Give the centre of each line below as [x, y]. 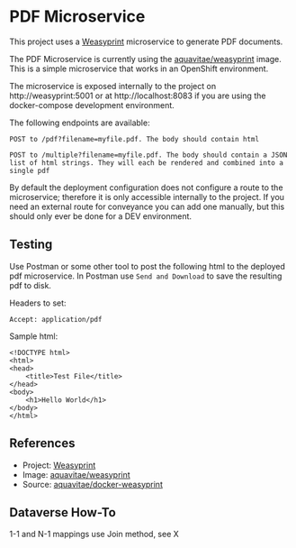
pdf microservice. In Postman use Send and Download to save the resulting [146, 276]
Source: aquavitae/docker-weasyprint [93, 484]
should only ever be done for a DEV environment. [100, 216]
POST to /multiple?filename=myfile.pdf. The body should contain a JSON [148, 155]
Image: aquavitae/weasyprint [76, 474]
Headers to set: [38, 303]
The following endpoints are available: [80, 123]
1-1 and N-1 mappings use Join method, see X [94, 534]
